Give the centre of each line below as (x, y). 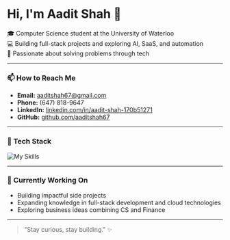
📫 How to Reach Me (41, 78)
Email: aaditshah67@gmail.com (62, 96)
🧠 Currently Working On (48, 181)
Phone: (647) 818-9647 (50, 103)
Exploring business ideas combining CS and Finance (91, 210)
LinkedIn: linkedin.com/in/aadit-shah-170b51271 (85, 110)
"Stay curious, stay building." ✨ (68, 229)
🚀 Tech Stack (29, 142)
